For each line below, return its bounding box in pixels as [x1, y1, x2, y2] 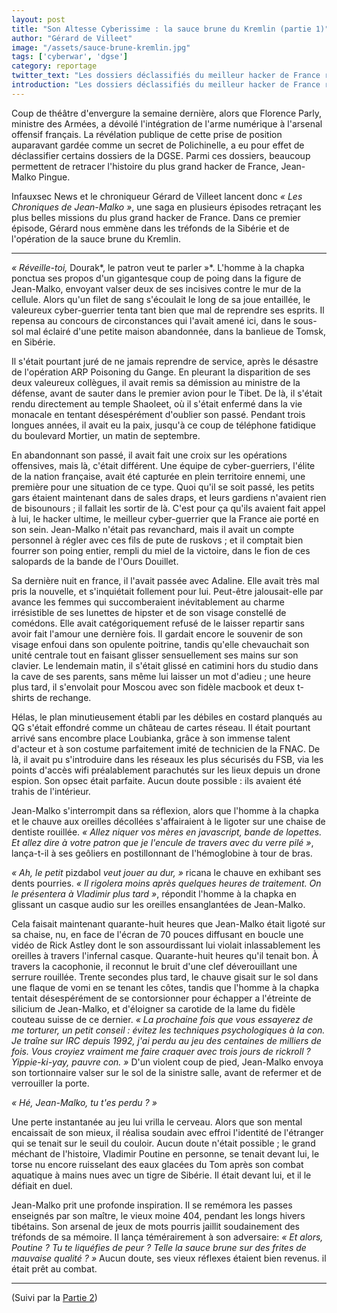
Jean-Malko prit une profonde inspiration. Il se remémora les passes [11, 1199, 293, 1211]
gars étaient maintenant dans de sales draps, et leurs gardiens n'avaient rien [11, 491, 327, 503]
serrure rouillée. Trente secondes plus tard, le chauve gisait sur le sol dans [11, 971, 319, 983]
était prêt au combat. [11, 1262, 98, 1275]
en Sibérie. [11, 336, 56, 348]
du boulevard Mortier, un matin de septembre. [11, 429, 201, 441]
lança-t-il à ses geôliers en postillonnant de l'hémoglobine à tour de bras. [11, 847, 313, 859]
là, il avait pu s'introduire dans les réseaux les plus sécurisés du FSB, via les [11, 753, 324, 765]
